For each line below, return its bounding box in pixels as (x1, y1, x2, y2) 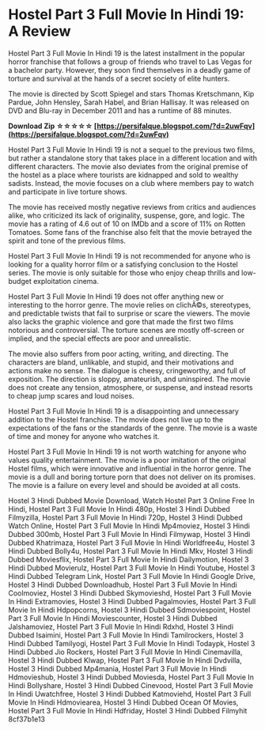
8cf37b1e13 (8, 714, 46, 724)
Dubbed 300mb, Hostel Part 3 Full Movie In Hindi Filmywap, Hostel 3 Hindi (8, 529, 251, 539)
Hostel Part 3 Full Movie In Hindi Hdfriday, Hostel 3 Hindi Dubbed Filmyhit (8, 705, 248, 715)
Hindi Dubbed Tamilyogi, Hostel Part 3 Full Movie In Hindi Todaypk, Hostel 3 (8, 638, 256, 648)
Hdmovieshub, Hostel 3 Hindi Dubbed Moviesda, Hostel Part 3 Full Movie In (8, 672, 255, 682)
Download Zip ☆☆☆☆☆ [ (8, 121, 97, 130)
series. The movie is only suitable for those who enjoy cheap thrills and (8, 267, 240, 278)
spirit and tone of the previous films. (8, 236, 127, 245)
